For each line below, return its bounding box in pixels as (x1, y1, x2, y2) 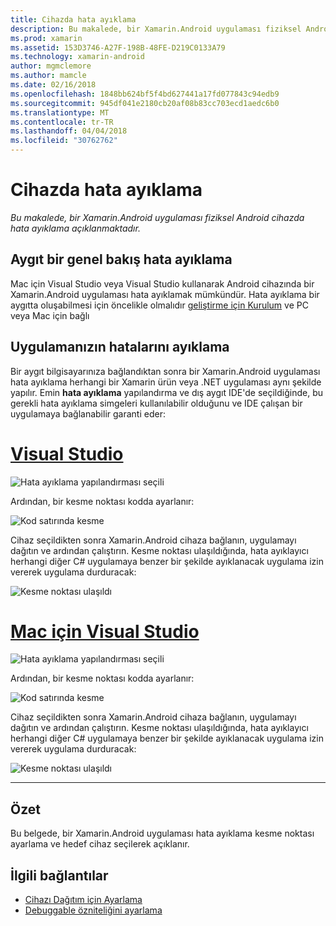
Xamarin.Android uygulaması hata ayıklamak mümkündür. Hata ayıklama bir (10, 288, 320, 300)
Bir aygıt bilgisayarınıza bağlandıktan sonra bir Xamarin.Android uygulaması (10, 365, 321, 377)
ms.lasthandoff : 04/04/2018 (10, 126, 128, 136)
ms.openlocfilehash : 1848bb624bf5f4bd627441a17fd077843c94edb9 (10, 89, 280, 99)
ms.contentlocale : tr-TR (10, 117, 114, 127)
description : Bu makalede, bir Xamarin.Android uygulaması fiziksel (10, 24, 302, 34)
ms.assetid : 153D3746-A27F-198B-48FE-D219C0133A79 (10, 42, 226, 53)
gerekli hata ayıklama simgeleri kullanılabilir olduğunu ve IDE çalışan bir (10, 397, 303, 409)
